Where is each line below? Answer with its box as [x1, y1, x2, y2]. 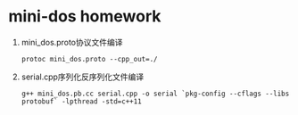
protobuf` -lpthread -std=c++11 [21, 96, 142, 106]
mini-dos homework [8, 6, 161, 27]
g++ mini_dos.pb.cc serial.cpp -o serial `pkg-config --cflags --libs [21, 89, 290, 98]
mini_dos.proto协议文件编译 [21, 37, 123, 47]
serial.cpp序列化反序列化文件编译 [21, 71, 145, 82]
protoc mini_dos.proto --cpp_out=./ [21, 54, 158, 63]
